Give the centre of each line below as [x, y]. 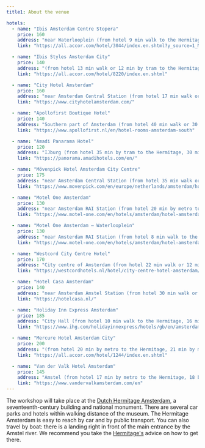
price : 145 [31, 372]
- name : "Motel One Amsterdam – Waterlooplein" [74, 226]
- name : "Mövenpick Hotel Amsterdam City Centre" [76, 170]
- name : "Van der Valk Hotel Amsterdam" [64, 366]
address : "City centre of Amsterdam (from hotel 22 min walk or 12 [105, 265]
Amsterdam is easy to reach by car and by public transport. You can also [98, 420]
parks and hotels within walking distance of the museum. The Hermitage [98, 413]
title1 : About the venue [38, 12]
